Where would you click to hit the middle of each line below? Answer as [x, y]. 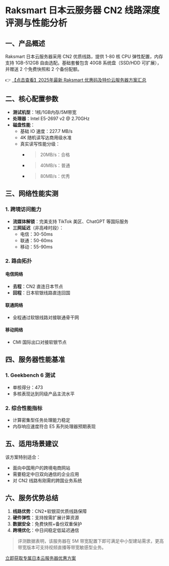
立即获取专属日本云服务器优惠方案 [41, 558]
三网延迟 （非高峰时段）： [38, 228]
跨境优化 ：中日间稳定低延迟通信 [46, 530]
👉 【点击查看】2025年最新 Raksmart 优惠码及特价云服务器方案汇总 [76, 80]
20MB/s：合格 [55, 155]
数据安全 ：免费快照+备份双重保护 [47, 524]
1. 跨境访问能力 [23, 209]
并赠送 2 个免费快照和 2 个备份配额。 [44, 69]
